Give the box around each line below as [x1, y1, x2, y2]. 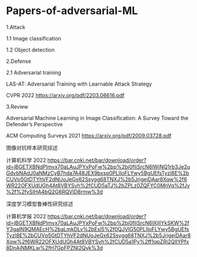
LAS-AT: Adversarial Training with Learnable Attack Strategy [6, 80, 152, 87]
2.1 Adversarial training [6, 69, 62, 76]
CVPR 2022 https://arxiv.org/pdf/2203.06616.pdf [6, 92, 125, 99]
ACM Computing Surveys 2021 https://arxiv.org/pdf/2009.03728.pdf [6, 132, 172, 139]
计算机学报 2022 [6, 212, 46, 219]
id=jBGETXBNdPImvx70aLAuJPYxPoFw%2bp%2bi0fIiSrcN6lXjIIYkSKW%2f [6, 219, 189, 226]
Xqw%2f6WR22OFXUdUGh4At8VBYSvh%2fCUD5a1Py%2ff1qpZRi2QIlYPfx [6, 238, 189, 245]
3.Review [6, 103, 28, 110]
